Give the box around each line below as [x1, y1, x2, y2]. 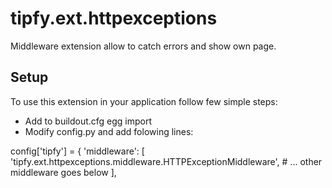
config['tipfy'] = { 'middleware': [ [10, 145, 145, 157]
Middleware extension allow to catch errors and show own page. [10, 40, 277, 52]
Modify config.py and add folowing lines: [24, 125, 194, 137]
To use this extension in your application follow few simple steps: [10, 95, 278, 107]
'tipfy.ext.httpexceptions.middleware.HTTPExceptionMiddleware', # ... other [10, 155, 323, 167]
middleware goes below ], [10, 166, 117, 178]
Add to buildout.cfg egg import [24, 115, 153, 127]
